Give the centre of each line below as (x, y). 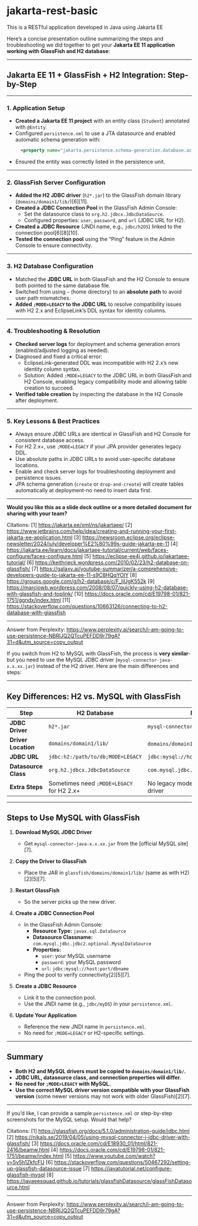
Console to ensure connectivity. (54, 245)
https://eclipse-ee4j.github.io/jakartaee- (141, 556)
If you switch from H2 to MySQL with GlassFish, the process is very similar (98, 654)
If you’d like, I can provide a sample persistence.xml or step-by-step (90, 1113)
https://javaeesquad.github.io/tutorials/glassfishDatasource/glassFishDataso (99, 1181)
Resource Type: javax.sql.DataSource (80, 931)
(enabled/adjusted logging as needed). (62, 350)
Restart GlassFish (37, 890)
